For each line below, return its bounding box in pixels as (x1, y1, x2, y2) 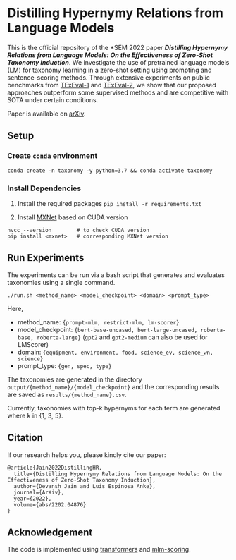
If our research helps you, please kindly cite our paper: (7, 450, 166, 459)
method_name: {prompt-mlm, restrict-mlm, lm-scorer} (17, 317, 180, 326)
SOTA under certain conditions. (7, 95, 99, 104)
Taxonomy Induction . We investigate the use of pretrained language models (7, 58, 230, 66)
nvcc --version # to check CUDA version (7, 226, 150, 233)
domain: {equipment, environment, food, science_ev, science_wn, (17, 348, 213, 356)
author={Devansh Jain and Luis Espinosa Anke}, (13, 482, 156, 489)
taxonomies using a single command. (7, 278, 116, 286)
